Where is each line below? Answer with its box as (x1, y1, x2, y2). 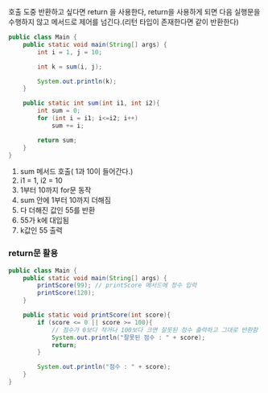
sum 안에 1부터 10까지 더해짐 (19, 196, 111, 205)
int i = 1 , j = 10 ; (37, 48, 103, 56)
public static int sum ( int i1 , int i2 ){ (23, 99, 160, 107)
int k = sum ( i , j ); (37, 63, 103, 71)
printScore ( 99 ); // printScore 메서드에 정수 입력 (37, 281, 197, 290)
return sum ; (37, 136, 78, 144)
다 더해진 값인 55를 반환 (19, 205, 96, 215)
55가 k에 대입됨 (19, 216, 70, 225)
